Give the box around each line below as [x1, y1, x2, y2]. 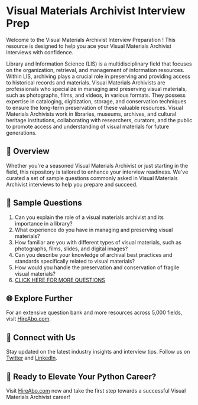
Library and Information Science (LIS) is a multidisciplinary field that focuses [6, 60, 192, 67]
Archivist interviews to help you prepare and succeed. [6, 181, 138, 188]
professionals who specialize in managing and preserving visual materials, [6, 85, 187, 92]
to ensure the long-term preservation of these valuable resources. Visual [6, 104, 183, 111]
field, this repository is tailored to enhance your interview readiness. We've [6, 168, 189, 175]
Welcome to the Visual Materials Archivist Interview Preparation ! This [6, 36, 176, 43]
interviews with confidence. [6, 48, 74, 55]
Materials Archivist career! [6, 394, 70, 400]
